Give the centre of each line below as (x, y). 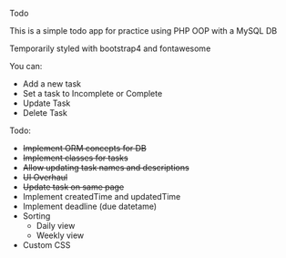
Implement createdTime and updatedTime (102, 196)
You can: (26, 66)
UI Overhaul (45, 177)
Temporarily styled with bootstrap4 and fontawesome (110, 48)
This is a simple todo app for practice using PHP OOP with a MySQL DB (143, 31)
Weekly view (60, 235)
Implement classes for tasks (76, 158)
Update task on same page (73, 187)
